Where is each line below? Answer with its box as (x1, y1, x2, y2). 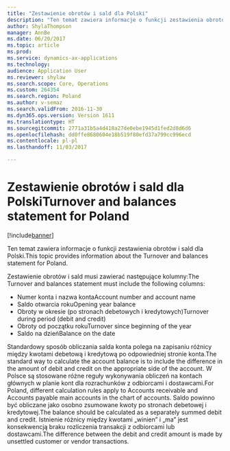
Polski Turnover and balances (7, 194, 177, 210)
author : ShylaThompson (7, 23, 72, 29)
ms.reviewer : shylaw (7, 73, 66, 81)
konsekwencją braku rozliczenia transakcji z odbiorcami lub (7, 422, 175, 430)
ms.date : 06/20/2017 (7, 36, 66, 42)
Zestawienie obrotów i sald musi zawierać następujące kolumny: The (7, 272, 200, 280)
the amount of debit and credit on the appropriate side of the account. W (7, 364, 212, 372)
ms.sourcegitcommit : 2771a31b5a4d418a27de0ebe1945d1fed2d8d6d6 (7, 125, 192, 132)
